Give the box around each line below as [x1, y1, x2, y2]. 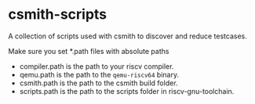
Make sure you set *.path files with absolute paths [8, 46, 169, 56]
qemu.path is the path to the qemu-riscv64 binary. [19, 70, 179, 79]
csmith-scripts [8, 5, 107, 23]
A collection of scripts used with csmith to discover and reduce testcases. [8, 31, 247, 41]
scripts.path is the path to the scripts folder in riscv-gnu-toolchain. [19, 86, 235, 95]
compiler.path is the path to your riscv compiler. [19, 61, 174, 71]
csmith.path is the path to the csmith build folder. [19, 78, 178, 88]
